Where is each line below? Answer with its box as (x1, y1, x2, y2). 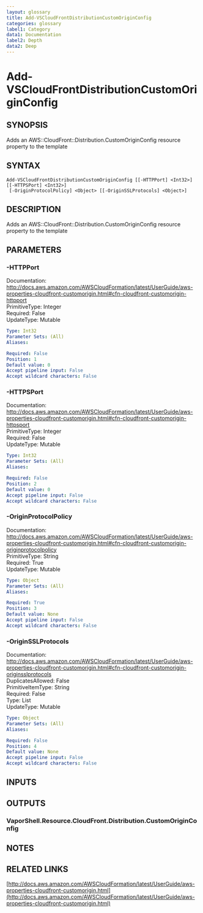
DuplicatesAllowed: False (6, 677, 70, 684)
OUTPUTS (6, 798, 46, 808)
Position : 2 (6, 481, 37, 487)
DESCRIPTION (6, 204, 61, 215)
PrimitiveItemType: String (6, 684, 70, 691)
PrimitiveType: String (6, 552, 59, 560)
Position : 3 (6, 605, 37, 612)
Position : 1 (6, 356, 37, 362)
